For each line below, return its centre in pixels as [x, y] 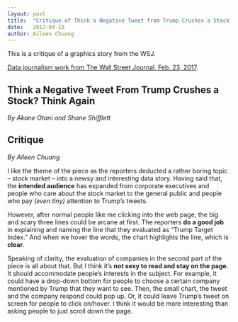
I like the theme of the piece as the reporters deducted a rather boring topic [118, 171]
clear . [16, 244]
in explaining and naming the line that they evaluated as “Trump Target [110, 229]
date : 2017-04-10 [36, 27]
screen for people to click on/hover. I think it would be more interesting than [118, 303]
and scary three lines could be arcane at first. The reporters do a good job [116, 222]
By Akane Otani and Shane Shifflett [59, 118]
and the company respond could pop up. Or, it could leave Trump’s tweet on [118, 296]
